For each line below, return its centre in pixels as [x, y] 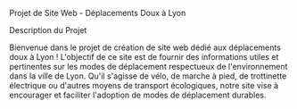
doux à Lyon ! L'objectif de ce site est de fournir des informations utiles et [144, 57]
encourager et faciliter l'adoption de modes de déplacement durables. [138, 95]
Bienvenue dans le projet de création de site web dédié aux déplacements [145, 47]
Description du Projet [48, 30]
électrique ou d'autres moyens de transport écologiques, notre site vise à [144, 85]
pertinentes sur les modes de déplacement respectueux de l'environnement [148, 67]
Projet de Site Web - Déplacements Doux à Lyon [98, 13]
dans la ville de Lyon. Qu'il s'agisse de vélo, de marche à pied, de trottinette [148, 76]
